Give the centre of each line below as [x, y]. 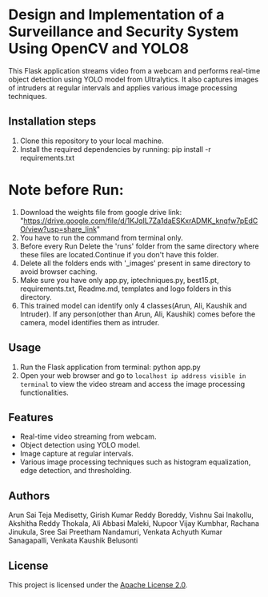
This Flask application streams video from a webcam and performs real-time [134, 70]
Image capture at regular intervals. [77, 454]
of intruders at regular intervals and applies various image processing [123, 88]
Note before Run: [66, 190]
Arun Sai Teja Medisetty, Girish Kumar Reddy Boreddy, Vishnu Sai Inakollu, [131, 515]
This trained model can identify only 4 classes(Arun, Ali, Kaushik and [133, 305]
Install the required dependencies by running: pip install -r [116, 149]
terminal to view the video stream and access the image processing [132, 384]
